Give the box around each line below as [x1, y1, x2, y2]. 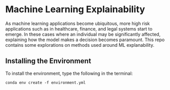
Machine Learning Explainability [5, 4, 145, 15]
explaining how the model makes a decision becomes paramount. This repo [5, 37, 165, 43]
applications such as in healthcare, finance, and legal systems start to [5, 25, 153, 32]
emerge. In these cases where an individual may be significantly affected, [5, 31, 161, 37]
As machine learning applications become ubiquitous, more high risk [5, 20, 150, 26]
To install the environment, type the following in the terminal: [5, 70, 133, 76]
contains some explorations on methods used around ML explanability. [5, 42, 155, 48]
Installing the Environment [5, 57, 91, 66]
